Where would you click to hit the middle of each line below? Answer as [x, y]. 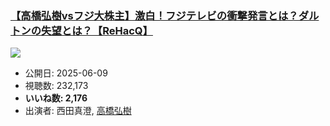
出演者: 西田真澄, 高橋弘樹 [78, 111]
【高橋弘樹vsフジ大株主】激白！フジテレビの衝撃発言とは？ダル [165, 15]
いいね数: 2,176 [56, 98]
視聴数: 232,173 [56, 86]
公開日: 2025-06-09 [66, 73]
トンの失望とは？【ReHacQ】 [81, 30]
